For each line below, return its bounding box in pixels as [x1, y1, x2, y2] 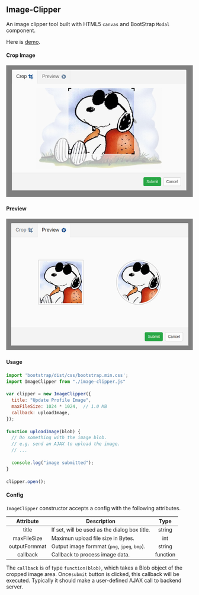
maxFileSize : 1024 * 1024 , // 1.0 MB [11, 404, 108, 410]
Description [85, 518, 115, 525]
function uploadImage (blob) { [6, 428, 81, 434]
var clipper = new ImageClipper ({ [6, 391, 92, 397]
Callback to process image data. [51, 551, 130, 558]
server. [6, 583, 24, 590]
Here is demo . [6, 38, 40, 45]
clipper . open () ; [6, 478, 46, 485]
